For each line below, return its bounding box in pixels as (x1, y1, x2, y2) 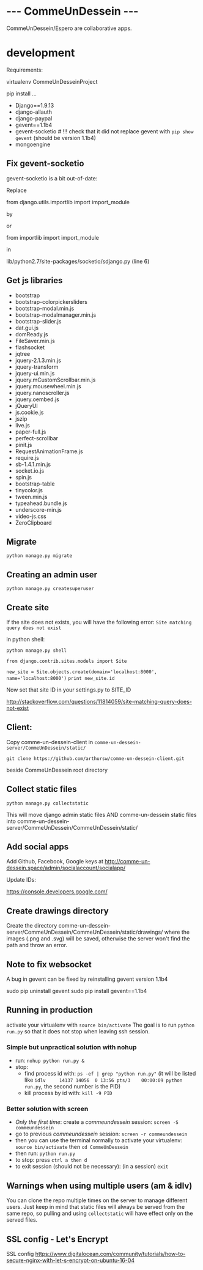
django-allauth (15, 108, 52, 116)
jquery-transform (15, 363, 59, 371)
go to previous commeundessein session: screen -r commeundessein (15, 1130, 188, 1138)
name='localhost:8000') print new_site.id (6, 675, 115, 681)
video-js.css (15, 512, 47, 520)
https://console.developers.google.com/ (6, 888, 108, 895)
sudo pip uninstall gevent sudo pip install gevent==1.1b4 (6, 988, 147, 994)
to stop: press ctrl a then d (15, 1156, 87, 1164)
